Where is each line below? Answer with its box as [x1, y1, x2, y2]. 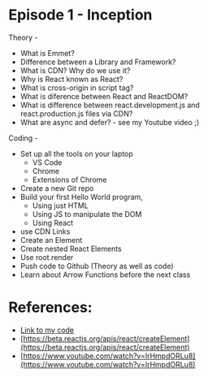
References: [8, 298, 93, 317]
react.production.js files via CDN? [19, 108, 133, 119]
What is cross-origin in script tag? [19, 83, 134, 93]
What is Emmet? [19, 48, 75, 58]
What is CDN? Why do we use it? [19, 65, 131, 75]
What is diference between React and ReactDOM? [19, 91, 188, 101]
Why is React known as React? [19, 74, 123, 84]
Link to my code [19, 325, 75, 335]
